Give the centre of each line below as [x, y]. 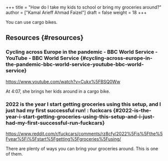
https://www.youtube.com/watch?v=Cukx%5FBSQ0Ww [63, 81]
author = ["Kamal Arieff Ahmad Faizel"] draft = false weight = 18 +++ [76, 12]
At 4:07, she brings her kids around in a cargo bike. [58, 91]
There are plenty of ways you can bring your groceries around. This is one [82, 149]
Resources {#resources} [45, 38]
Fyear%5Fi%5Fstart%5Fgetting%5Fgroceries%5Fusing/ [63, 139]
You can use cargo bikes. [32, 22]
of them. [14, 154]
